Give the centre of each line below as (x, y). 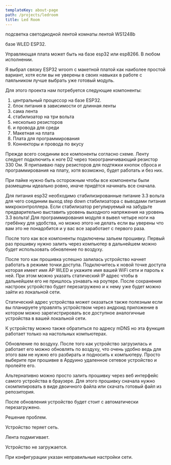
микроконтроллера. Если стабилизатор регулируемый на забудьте (79, 207)
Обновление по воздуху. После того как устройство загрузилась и (79, 344)
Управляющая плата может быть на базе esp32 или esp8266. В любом (83, 54)
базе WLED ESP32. (26, 44)
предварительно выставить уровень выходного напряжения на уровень (85, 212)
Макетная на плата (34, 133)
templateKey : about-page (32, 10)
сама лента (25, 111)
